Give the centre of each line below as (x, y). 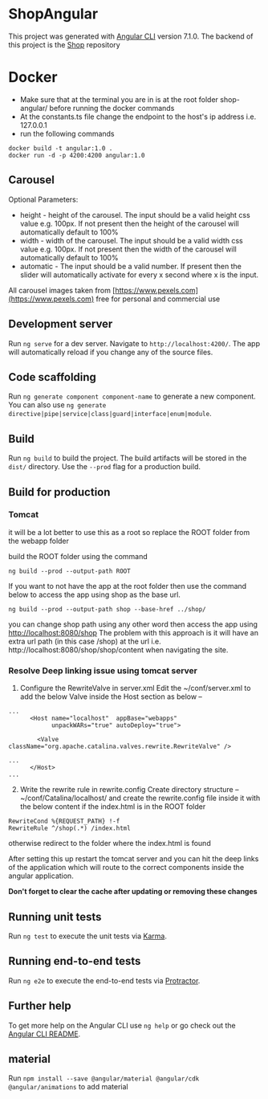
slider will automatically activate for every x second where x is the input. (139, 275)
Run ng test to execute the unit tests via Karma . (87, 936)
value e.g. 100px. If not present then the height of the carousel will (129, 223)
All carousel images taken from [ (62, 290)
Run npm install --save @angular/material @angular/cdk (104, 1078)
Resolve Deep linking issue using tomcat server (103, 670)
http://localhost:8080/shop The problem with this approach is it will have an (134, 632)
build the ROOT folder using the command (78, 556)
